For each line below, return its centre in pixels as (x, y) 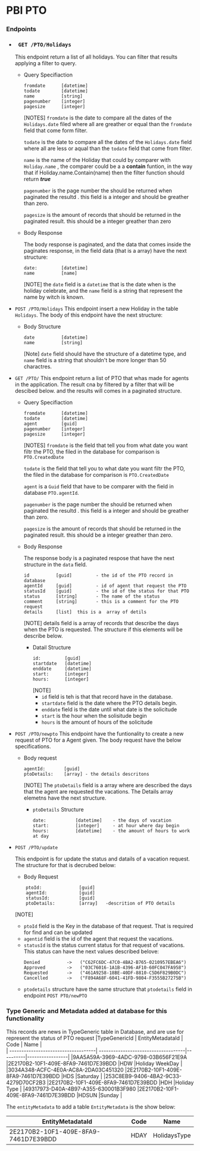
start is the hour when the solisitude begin (94, 716)
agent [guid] (50, 424)
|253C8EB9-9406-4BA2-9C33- (142, 1076)
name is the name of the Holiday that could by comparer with (97, 160)
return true (37, 179)
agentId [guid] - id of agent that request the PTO (105, 586)
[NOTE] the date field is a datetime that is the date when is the (100, 284)
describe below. (43, 636)
